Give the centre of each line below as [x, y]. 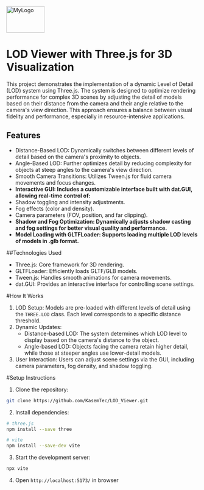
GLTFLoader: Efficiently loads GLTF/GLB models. [76, 271]
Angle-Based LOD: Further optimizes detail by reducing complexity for [103, 163]
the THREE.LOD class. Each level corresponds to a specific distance [98, 314]
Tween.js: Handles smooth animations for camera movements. [93, 277]
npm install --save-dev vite [43, 446]
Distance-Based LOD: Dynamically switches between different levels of [104, 150]
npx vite [17, 469]
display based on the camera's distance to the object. [92, 340]
